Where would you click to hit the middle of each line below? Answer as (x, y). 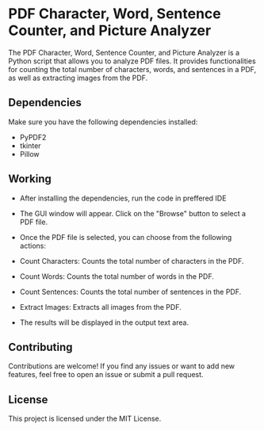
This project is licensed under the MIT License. (85, 419)
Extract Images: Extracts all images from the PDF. (100, 307)
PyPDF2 (33, 137)
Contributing (40, 347)
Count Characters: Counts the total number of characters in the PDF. (132, 261)
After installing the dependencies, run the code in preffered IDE (123, 198)
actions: (33, 246)
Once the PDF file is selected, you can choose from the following (126, 237)
